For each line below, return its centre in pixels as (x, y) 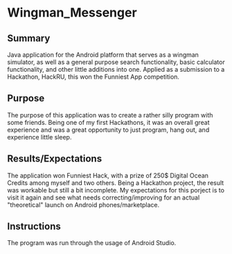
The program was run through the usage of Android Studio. (92, 243)
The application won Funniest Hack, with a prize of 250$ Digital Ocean (108, 175)
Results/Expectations (55, 159)
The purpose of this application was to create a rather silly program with (110, 115)
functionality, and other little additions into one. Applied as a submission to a (116, 69)
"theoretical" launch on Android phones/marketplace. (83, 204)
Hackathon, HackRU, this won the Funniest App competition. (93, 77)
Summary (29, 38)
